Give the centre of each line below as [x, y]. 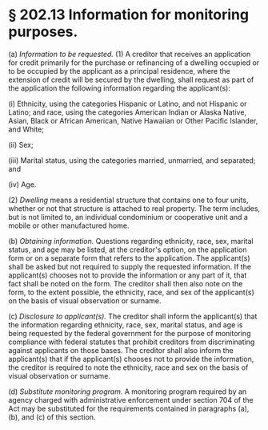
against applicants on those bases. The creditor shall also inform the [121, 350]
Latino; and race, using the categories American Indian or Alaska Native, [127, 112]
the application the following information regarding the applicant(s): [119, 88]
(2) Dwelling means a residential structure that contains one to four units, [128, 200]
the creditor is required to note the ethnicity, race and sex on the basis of [128, 367]
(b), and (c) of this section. [52, 417]
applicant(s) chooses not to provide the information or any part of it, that [128, 275]
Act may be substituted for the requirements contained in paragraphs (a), [129, 408]
